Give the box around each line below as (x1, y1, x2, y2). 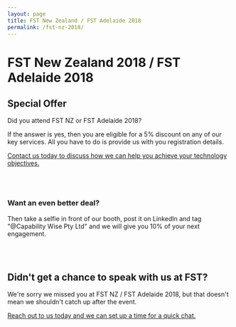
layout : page (7, 10, 46, 18)
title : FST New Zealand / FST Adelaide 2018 (7, 17, 141, 24)
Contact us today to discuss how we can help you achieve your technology (7, 151, 227, 160)
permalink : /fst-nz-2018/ (7, 23, 84, 31)
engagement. (7, 229, 46, 238)
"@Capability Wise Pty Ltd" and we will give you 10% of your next (7, 222, 200, 230)
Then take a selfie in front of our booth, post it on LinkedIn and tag (7, 214, 202, 223)
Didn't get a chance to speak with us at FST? (7, 272, 208, 284)
